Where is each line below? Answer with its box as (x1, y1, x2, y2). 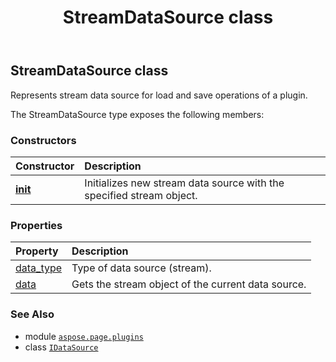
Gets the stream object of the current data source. (71, 277, 307, 291)
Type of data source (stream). (71, 261, 212, 275)
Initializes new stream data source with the (84, 176, 285, 190)
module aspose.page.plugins (24, 330, 144, 342)
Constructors (10, 133, 77, 147)
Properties (10, 218, 63, 232)
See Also (10, 307, 55, 321)
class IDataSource (24, 341, 99, 353)
